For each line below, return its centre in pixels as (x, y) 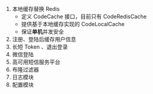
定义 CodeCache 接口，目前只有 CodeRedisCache (84, 16)
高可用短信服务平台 (36, 62)
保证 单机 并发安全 (42, 32)
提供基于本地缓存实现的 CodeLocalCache (73, 24)
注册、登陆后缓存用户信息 (44, 39)
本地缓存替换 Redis (36, 9)
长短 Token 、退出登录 (40, 47)
